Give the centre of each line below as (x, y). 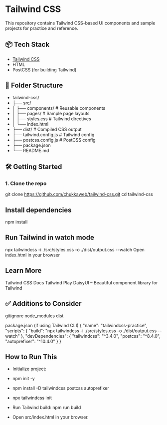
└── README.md (31, 150)
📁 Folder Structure (34, 86)
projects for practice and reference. (42, 28)
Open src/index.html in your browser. (50, 417)
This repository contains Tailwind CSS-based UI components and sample (80, 23)
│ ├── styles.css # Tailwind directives (52, 119)
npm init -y (23, 379)
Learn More (23, 271)
